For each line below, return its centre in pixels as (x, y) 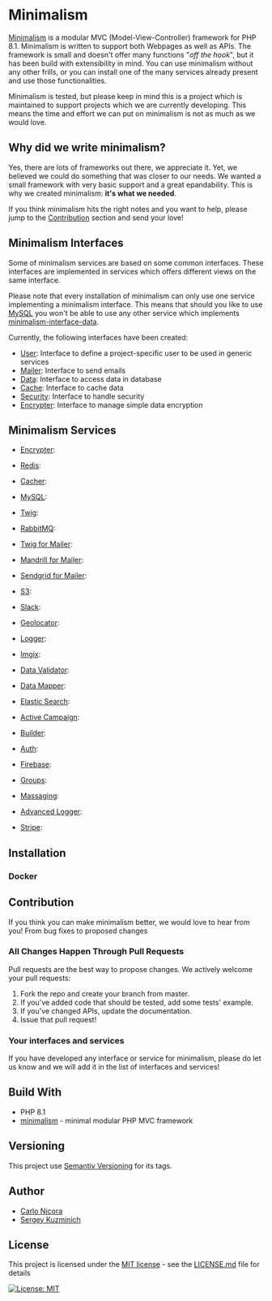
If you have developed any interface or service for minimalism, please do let (135, 1058)
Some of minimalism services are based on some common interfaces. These (136, 262)
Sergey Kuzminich (50, 1219)
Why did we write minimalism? (87, 148)
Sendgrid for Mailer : (53, 576)
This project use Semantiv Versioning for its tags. (90, 1165)
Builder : (33, 733)
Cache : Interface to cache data (72, 387)
